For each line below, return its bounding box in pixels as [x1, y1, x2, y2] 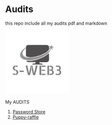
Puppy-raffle [12, 114, 39, 120]
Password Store [12, 108, 46, 114]
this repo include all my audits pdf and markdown [5, 20, 107, 26]
